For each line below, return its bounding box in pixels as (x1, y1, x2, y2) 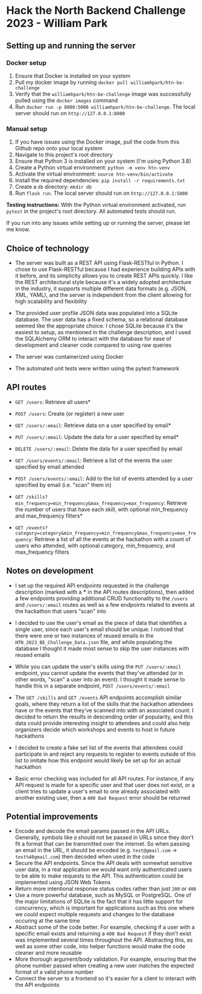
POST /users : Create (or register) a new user (14, 410, 125, 417)
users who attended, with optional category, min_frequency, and (14, 542, 175, 549)
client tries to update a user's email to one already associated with (14, 788, 180, 795)
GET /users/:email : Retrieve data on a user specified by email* (14, 422, 171, 429)
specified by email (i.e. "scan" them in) (14, 481, 112, 489)
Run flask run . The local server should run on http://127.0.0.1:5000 (14, 189, 188, 197)
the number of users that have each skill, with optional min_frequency (14, 505, 188, 513)
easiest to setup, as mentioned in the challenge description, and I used (14, 328, 191, 335)
